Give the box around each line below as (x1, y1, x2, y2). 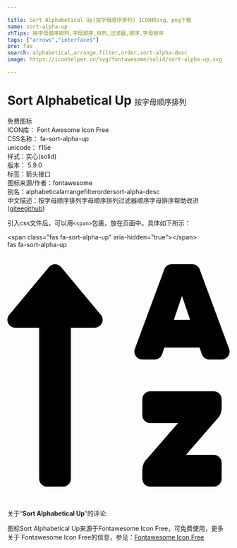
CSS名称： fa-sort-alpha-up (7, 134, 90, 143)
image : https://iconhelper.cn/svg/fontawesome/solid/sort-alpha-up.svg (7, 56, 222, 64)
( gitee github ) (7, 204, 45, 213)
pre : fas (7, 43, 33, 50)
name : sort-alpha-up (7, 23, 68, 30)
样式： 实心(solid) (7, 152, 57, 160)
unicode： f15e (7, 143, 51, 152)
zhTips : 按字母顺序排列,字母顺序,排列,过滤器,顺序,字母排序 (7, 30, 164, 37)
